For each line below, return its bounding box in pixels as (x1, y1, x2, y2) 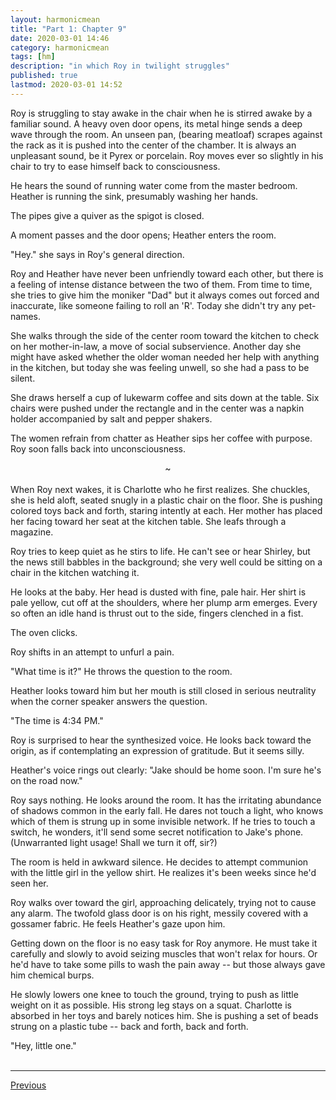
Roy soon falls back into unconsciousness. (10, 442, 186, 455)
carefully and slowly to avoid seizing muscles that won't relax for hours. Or (10, 947, 318, 960)
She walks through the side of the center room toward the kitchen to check (10, 329, 320, 341)
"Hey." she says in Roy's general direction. (10, 248, 185, 260)
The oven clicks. (10, 626, 78, 638)
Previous (10, 1079, 47, 1091)
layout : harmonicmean (10, 14, 101, 25)
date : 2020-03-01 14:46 (10, 33, 110, 43)
